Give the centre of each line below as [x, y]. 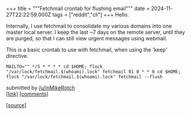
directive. [17, 56]
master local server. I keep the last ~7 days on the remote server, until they [95, 32]
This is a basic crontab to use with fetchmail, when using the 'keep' [87, 50]
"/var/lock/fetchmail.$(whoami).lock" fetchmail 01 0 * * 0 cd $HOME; [93, 72]
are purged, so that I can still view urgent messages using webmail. [87, 38]
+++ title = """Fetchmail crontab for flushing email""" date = [78, 8]
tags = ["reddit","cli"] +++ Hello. [91, 15]
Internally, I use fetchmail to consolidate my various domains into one [89, 26]
